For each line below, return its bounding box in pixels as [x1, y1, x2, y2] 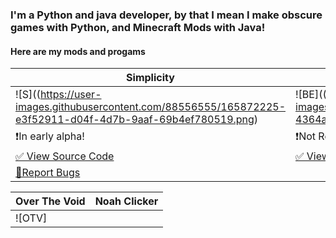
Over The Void [15, 194, 86, 208]
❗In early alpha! [15, 129, 85, 143]
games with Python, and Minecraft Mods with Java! [10, 20, 266, 34]
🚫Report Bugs [15, 166, 81, 180]
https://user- [39, 88, 102, 102]
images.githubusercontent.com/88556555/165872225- [15, 100, 286, 114]
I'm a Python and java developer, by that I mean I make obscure [10, 8, 323, 22]
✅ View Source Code [15, 149, 115, 163]
